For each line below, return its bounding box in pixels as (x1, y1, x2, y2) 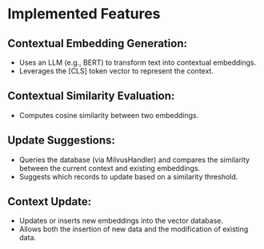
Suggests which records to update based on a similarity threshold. (18, 172, 238, 181)
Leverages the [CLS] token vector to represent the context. (18, 66, 214, 76)
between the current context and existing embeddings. (18, 163, 201, 172)
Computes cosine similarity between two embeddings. (18, 110, 199, 120)
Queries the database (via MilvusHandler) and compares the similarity (18, 155, 250, 164)
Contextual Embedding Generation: (7, 37, 187, 50)
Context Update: (7, 195, 92, 208)
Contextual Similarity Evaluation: (7, 89, 175, 103)
